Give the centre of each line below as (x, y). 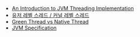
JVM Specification (34, 28)
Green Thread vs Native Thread (50, 22)
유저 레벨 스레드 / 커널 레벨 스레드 (51, 15)
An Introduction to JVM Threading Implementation (73, 8)
